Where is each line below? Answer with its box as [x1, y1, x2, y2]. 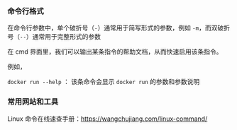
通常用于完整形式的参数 [32, 32, 101, 41]
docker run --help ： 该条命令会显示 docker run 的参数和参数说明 [7, 78, 200, 86]
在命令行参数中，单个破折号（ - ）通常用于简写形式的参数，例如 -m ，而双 [7, 23, 218, 32]
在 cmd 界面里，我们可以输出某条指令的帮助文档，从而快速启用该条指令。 [7, 47, 223, 56]
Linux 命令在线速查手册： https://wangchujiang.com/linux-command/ [7, 114, 208, 123]
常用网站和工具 [7, 97, 59, 107]
